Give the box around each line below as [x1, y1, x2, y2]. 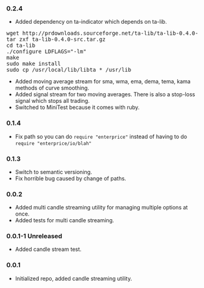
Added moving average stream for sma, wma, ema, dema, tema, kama [15, 78, 191, 85]
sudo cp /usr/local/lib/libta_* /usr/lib [6, 66, 132, 74]
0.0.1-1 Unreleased [6, 232, 63, 241]
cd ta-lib [6, 42, 35, 49]
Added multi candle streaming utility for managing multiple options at [15, 204, 188, 211]
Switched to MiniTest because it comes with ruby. [15, 104, 140, 111]
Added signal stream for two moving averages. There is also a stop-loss [15, 91, 195, 98]
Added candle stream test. [15, 245, 82, 253]
